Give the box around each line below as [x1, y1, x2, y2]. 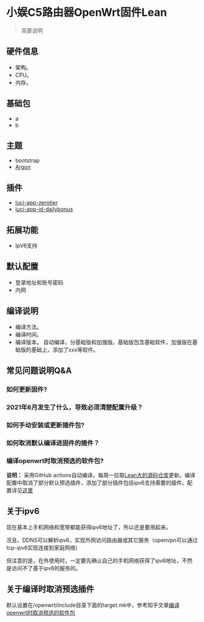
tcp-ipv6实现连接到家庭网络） [6, 544, 81, 551]
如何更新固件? [6, 385, 47, 393]
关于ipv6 [6, 506, 39, 517]
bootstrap [15, 157, 40, 164]
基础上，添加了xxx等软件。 [31, 346, 99, 353]
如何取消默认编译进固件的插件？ [6, 438, 100, 447]
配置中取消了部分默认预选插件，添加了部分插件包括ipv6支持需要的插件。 [6, 479, 188, 486]
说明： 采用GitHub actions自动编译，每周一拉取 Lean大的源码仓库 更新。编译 [6, 472, 195, 479]
